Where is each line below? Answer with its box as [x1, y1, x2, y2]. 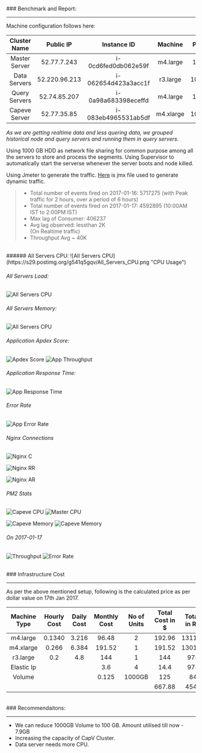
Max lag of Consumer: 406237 [29, 215, 106, 222]
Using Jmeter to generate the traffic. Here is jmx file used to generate [6, 171, 179, 178]
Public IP [46, 40, 72, 49]
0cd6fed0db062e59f [88, 62, 149, 70]
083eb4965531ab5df [87, 114, 150, 121]
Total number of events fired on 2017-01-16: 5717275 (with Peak [29, 189, 188, 197]
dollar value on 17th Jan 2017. [6, 594, 79, 602]
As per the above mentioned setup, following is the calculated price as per [6, 588, 191, 595]
